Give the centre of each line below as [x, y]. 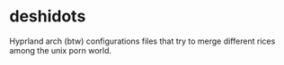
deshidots [48, 16]
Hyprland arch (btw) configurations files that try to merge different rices [142, 41]
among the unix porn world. [61, 50]
